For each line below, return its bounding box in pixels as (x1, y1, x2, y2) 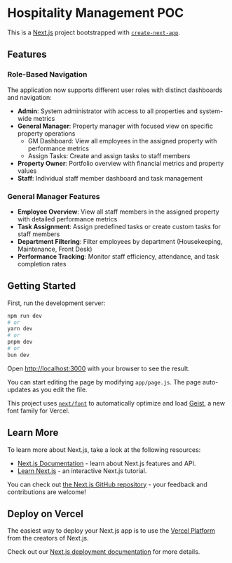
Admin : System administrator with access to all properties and (17, 107, 198, 115)
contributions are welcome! (7, 487, 86, 496)
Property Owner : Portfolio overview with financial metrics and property (17, 159, 224, 167)
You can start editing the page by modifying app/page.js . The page (7, 377, 201, 386)
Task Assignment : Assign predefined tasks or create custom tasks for (17, 222, 221, 231)
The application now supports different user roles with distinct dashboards (7, 86, 223, 94)
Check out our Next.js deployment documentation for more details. (7, 548, 200, 556)
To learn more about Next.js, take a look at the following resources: (7, 445, 201, 454)
